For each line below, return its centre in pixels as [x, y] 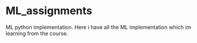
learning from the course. [37, 33]
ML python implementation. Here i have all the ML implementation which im [99, 27]
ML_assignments [49, 11]
